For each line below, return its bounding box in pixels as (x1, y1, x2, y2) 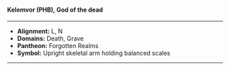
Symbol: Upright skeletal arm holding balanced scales (16, 49, 170, 58)
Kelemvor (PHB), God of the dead (7, 5, 103, 14)
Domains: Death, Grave (16, 34, 84, 43)
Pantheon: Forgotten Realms (16, 42, 99, 50)
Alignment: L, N (16, 27, 63, 36)
